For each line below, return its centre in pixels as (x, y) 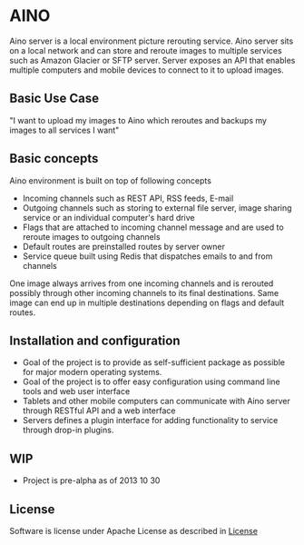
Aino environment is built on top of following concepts (110, 180)
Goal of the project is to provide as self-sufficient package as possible (154, 362)
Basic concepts (54, 159)
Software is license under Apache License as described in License (134, 531)
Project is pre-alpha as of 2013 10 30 (91, 481)
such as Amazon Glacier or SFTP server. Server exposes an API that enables (152, 60)
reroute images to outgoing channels (91, 236)
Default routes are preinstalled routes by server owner (123, 246)
